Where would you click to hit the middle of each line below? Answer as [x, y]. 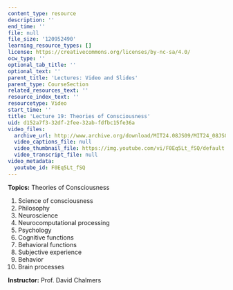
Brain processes [41, 267]
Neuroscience [38, 215]
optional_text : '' [34, 71]
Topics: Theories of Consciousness [59, 187]
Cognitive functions [46, 237]
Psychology [35, 230]
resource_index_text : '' [44, 97]
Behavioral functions [47, 244]
